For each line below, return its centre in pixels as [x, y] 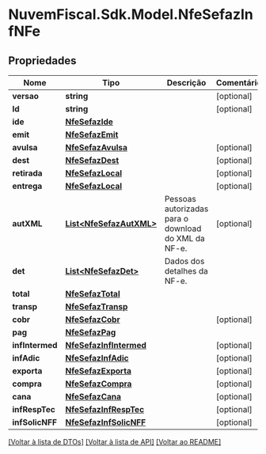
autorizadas [186, 209]
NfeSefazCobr [93, 320]
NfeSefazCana [93, 397]
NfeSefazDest [92, 160]
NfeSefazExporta [99, 371]
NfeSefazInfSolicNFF [106, 422]
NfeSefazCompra [99, 384]
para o [176, 219]
